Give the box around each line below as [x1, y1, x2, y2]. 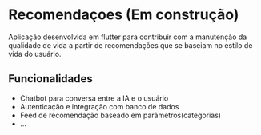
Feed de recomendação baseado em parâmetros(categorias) [19, 110, 222, 120]
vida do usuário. [8, 49, 62, 58]
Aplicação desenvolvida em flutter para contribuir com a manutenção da [8, 32, 247, 42]
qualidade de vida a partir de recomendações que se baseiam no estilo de [8, 40, 253, 50]
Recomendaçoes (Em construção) [8, 6, 239, 24]
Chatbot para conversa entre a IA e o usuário [19, 93, 169, 103]
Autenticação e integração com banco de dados [19, 101, 179, 111]
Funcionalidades [8, 72, 94, 85]
